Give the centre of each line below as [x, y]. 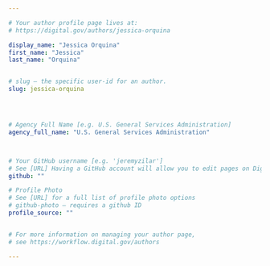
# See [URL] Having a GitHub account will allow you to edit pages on [129, 168]
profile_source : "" [41, 213]
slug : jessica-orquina [46, 89]
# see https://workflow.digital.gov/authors [84, 242]
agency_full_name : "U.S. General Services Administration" [109, 132]
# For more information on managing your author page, [102, 235]
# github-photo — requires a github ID [75, 206]
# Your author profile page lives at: [73, 23]
